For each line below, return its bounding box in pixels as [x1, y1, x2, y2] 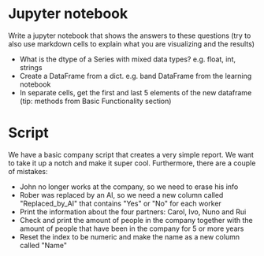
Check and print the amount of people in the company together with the [19, 215, 254, 224]
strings [19, 62, 43, 72]
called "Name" [19, 240, 67, 250]
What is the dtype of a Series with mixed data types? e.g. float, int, [19, 54, 236, 64]
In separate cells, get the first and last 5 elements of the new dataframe [19, 87, 252, 97]
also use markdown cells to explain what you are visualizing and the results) [8, 39, 255, 48]
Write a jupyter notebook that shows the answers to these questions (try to [8, 31, 251, 40]
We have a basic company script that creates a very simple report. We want [8, 150, 255, 159]
